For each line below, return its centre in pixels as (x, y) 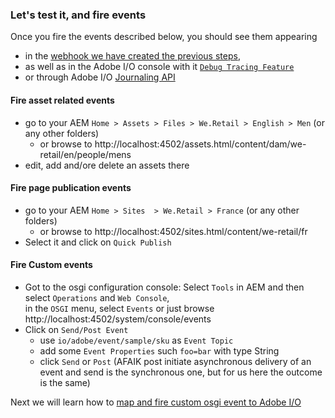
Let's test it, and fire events (78, 15)
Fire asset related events (62, 100)
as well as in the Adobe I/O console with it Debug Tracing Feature (159, 67)
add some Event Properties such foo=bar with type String (159, 350)
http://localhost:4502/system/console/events (118, 319)
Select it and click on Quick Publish (98, 242)
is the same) (65, 382)
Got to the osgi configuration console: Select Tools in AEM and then (164, 287)
